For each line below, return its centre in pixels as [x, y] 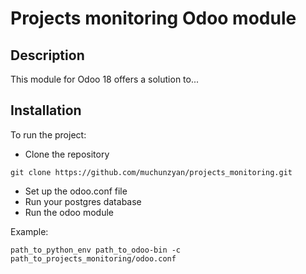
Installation [46, 110]
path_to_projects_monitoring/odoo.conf [93, 258]
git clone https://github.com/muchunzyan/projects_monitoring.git [151, 172]
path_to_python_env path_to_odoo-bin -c [96, 250]
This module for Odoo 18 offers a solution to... [105, 79]
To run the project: [48, 134]
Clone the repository [67, 154]
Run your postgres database [83, 201]
